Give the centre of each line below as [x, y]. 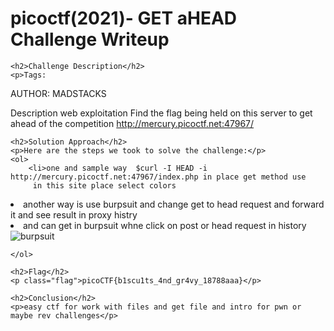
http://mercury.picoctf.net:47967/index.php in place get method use [158, 177]
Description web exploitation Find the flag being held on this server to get [161, 113]
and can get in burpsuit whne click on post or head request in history [165, 225]
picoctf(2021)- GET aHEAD [124, 18]
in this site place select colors [104, 185]
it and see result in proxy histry [74, 214]
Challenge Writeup [90, 39]
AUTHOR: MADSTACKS [58, 93]
